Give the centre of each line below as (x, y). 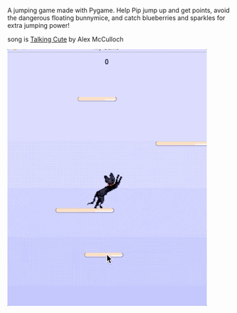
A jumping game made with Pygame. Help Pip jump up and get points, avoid (118, 10)
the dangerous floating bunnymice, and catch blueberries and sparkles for (116, 18)
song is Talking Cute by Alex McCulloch (65, 39)
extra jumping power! (38, 25)
